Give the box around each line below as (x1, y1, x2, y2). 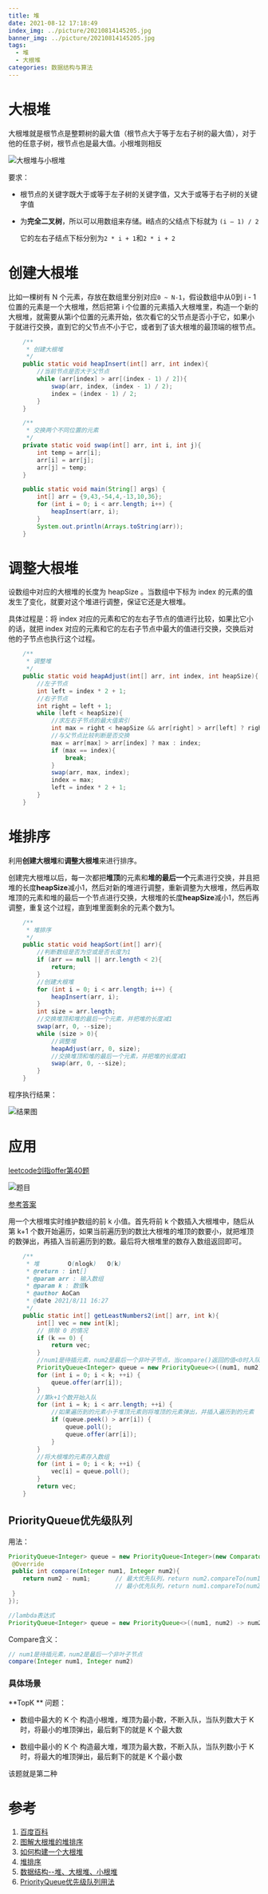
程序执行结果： (8, 1090, 57, 1099)
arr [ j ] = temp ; (37, 464, 88, 472)
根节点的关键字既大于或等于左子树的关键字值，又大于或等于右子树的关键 (19, 189, 258, 199)
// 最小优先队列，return (115, 1582, 190, 1591)
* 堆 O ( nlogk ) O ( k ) (26, 1259, 122, 1267)
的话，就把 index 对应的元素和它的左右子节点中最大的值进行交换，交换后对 (8, 624, 254, 634)
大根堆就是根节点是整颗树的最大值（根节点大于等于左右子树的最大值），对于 (8, 129, 257, 138)
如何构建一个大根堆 (19, 1847, 84, 1856)
